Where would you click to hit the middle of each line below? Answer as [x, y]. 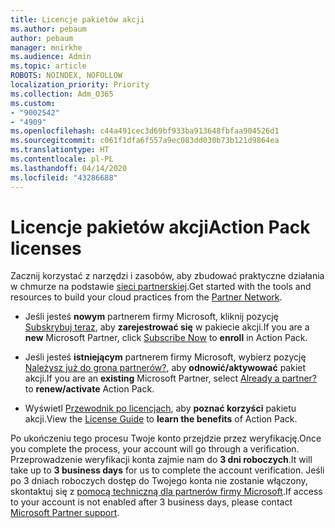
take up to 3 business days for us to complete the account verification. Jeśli [167, 470]
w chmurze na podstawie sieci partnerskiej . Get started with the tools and [161, 287]
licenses [46, 248]
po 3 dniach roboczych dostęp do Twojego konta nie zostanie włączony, [159, 481]
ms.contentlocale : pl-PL [62, 159]
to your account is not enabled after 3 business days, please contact [151, 502]
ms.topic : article [48, 66]
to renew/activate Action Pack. [89, 389]
